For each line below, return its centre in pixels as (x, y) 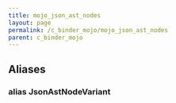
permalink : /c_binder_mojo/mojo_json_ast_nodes (88, 30)
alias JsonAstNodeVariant (59, 91)
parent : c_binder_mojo (46, 37)
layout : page (30, 23)
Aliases (27, 69)
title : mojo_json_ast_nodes (55, 15)
